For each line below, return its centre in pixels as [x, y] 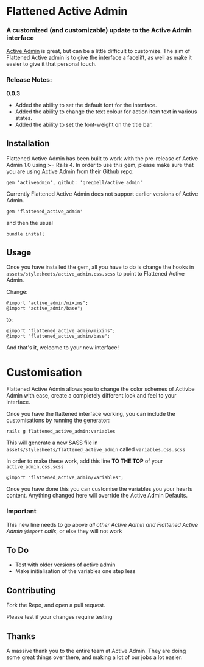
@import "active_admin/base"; [45, 309]
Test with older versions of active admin [65, 565]
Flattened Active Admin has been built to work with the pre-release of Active [102, 158]
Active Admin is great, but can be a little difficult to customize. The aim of [98, 51]
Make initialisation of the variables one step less [75, 571]
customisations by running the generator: [58, 420]
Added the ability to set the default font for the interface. [86, 105]
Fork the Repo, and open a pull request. [56, 605]
